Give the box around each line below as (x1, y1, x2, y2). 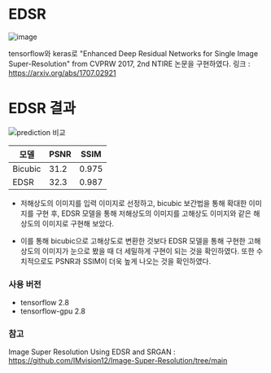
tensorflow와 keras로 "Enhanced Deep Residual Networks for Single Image (8, 48, 259, 58)
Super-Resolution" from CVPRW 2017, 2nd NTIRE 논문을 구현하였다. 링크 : (8, 59, 251, 68)
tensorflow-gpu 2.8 (20, 306, 85, 316)
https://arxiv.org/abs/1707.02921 (8, 68, 116, 77)
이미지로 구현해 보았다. (42, 218, 115, 228)
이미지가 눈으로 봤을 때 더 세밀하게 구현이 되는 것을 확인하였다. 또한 (42, 246, 255, 256)
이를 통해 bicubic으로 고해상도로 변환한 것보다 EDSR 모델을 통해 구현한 (20, 235, 246, 245)
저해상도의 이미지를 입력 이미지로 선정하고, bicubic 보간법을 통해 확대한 (20, 198, 247, 208)
